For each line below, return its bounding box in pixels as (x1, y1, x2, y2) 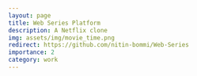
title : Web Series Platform (8, 19, 101, 27)
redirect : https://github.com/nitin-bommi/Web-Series (8, 41, 190, 49)
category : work (8, 56, 59, 64)
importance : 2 (8, 48, 55, 56)
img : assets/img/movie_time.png (8, 33, 115, 42)
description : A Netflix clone (8, 26, 108, 34)
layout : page (8, 11, 51, 20)
